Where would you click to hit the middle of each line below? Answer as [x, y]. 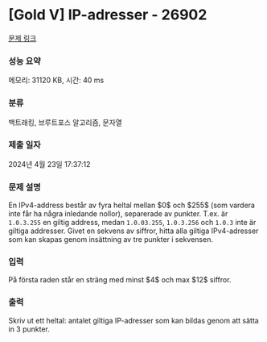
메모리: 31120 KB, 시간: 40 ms [56, 80]
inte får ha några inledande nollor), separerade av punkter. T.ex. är [118, 214]
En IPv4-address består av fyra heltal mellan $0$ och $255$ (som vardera [132, 205]
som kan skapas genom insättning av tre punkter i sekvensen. [111, 240]
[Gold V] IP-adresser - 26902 [108, 15]
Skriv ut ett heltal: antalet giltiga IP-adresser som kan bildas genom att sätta [133, 320]
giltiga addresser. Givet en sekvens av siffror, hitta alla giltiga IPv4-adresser [133, 231]
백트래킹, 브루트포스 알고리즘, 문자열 [65, 122]
